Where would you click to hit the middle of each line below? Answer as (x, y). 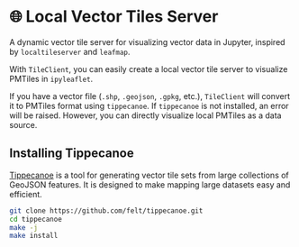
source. (23, 124)
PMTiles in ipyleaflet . (51, 78)
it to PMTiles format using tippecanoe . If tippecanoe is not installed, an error (149, 105)
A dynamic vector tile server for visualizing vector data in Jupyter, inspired (147, 41)
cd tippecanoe (36, 219)
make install (34, 236)
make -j (24, 227)
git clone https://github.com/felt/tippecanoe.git (106, 210)
